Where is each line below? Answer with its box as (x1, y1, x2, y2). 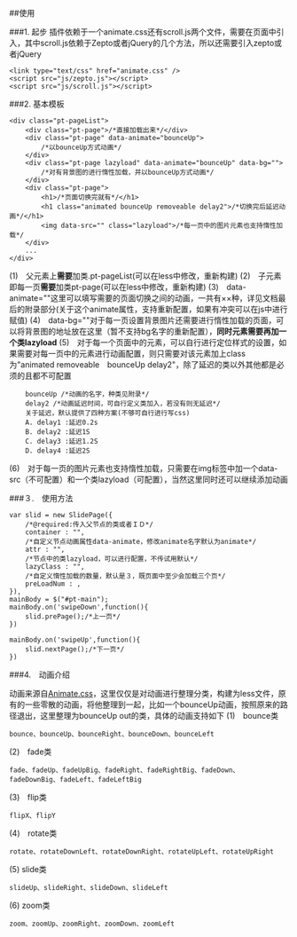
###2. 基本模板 (9, 98, 65, 109)
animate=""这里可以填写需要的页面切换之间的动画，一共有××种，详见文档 (9, 293, 279, 303)
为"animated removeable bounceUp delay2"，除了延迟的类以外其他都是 (9, 359, 277, 370)
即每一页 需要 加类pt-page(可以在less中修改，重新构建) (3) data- (9, 282, 246, 292)
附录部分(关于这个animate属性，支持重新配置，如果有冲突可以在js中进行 (24, 304, 288, 314)
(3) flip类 (9, 792, 47, 802)
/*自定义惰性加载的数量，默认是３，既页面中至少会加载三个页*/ (25, 571, 226, 580)
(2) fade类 (9, 746, 52, 757)
